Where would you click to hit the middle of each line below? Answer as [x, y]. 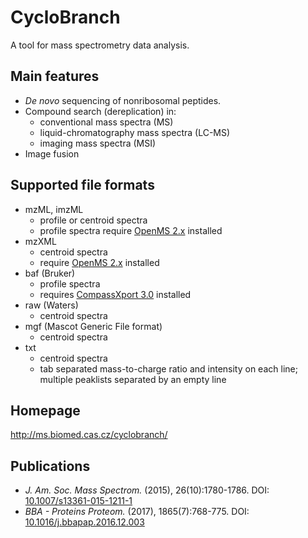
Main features [55, 76]
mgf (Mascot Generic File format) [93, 326]
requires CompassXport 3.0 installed [115, 294]
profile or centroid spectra [93, 220]
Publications [50, 466]
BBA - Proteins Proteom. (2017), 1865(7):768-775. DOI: [137, 512]
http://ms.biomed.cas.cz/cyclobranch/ [89, 435]
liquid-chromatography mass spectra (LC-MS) [135, 132]
